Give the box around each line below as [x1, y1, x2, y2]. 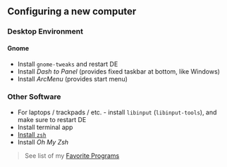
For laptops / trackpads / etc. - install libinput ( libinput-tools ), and [17, 108, 217, 116]
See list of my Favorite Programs [24, 151, 120, 160]
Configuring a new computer [7, 6, 137, 18]
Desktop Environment [7, 27, 83, 36]
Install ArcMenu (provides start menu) [17, 74, 128, 83]
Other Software [7, 92, 61, 102]
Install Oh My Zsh [17, 138, 69, 146]
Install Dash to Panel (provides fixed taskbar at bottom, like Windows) [17, 67, 221, 76]
